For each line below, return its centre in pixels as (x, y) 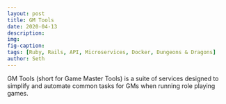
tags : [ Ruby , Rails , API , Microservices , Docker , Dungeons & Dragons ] (112, 53)
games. (18, 93)
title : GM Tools (31, 20)
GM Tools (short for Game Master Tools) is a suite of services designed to (113, 78)
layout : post (26, 14)
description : (26, 33)
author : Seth (26, 59)
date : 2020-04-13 (32, 26)
